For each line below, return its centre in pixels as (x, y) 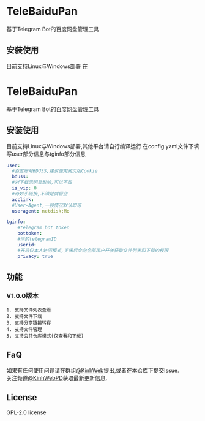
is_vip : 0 (24, 188)
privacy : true (35, 256)
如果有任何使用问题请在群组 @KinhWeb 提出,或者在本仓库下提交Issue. (93, 370)
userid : (27, 245)
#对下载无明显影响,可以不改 (42, 183)
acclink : (23, 199)
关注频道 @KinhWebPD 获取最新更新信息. (57, 378)
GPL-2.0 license (26, 412)
